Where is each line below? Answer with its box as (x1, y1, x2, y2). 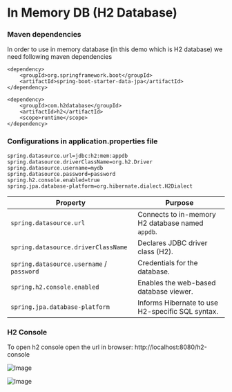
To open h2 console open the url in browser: (7, 343, 133, 351)
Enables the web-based (137, 278, 216, 287)
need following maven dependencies (7, 53, 113, 61)
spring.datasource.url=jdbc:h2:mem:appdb (7, 152, 128, 159)
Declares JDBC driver (137, 238, 208, 247)
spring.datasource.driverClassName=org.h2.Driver (7, 158, 153, 166)
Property (55, 197, 86, 207)
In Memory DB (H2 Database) (7, 5, 177, 21)
